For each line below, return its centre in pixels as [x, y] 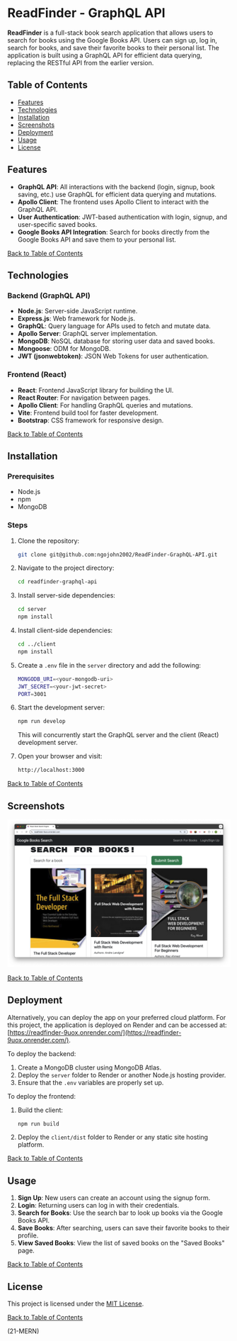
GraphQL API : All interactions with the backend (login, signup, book [116, 186]
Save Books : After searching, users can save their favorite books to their [123, 1228]
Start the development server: [61, 707]
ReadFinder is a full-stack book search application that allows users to [110, 33]
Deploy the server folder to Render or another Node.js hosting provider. [122, 1075]
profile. [28, 1235]
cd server [32, 610]
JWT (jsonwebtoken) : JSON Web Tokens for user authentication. [113, 357]
